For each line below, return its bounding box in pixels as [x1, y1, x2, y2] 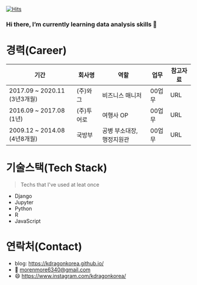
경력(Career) [6, 44, 67, 57]
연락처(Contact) [6, 240, 83, 253]
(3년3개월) [9, 95, 38, 103]
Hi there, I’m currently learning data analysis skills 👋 [6, 20, 157, 28]
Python [14, 205, 32, 212]
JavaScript [14, 217, 41, 224]
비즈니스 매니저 [102, 91, 142, 100]
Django [14, 192, 32, 200]
